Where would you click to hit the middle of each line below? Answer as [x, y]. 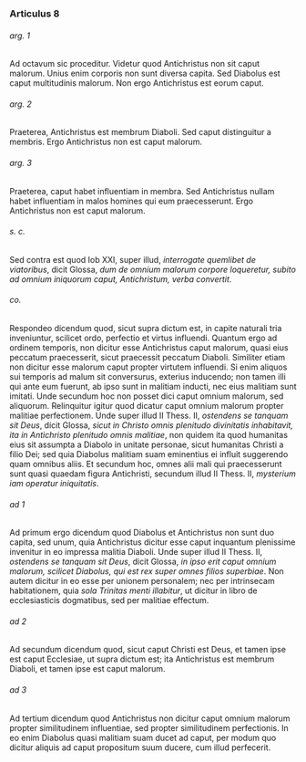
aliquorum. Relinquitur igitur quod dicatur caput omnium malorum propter [147, 405]
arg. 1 [20, 36]
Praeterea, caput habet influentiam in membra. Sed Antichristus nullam [142, 191]
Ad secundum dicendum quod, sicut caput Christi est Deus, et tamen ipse [148, 650]
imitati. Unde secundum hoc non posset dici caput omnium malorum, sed [147, 396]
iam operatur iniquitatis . [54, 483]
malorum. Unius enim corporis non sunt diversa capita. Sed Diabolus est [145, 73]
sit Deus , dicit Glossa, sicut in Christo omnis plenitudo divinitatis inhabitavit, [152, 425]
